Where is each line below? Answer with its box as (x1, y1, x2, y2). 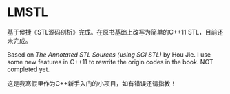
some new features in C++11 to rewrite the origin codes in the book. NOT (7, 57, 213, 66)
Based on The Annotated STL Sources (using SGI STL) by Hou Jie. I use (7, 50, 211, 59)
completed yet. (7, 65, 50, 73)
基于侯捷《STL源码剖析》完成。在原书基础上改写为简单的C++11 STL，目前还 (7, 28, 224, 36)
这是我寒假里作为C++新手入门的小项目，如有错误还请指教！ (7, 79, 177, 87)
